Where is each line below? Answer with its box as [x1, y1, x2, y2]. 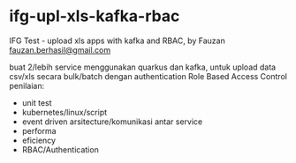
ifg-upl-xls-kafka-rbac [9, 6, 180, 26]
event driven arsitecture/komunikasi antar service [21, 116, 203, 127]
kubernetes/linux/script [21, 107, 108, 117]
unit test [21, 97, 52, 107]
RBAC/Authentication [21, 144, 99, 155]
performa [21, 125, 57, 136]
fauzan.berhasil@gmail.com [9, 44, 111, 55]
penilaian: [9, 80, 45, 91]
